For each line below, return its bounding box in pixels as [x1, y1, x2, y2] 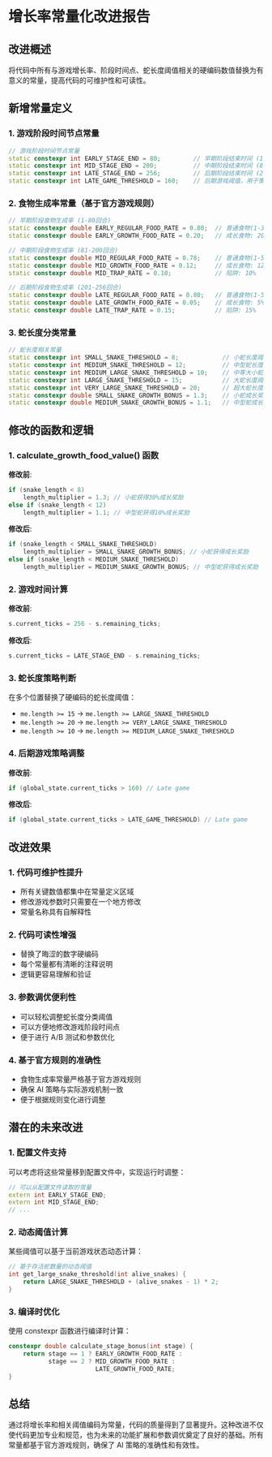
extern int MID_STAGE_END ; [8, 1198, 100, 1206]
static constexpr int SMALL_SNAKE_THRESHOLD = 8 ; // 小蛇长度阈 [8, 354, 264, 362]
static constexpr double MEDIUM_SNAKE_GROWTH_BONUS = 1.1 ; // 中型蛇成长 [8, 399, 264, 407]
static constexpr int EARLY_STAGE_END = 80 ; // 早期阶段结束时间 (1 [8, 154, 264, 162]
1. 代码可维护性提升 [8, 866, 83, 877]
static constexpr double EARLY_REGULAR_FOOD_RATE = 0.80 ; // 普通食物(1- [8, 224, 261, 232]
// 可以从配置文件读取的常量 [8, 1183, 92, 1192]
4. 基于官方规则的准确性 [8, 1054, 101, 1066]
